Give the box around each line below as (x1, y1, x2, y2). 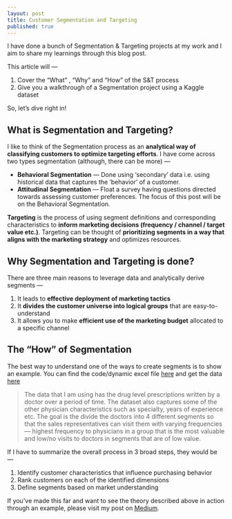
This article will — (7, 63, 58, 71)
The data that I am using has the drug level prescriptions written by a (23, 390, 220, 398)
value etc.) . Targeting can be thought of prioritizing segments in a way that (7, 228, 224, 236)
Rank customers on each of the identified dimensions (17, 475, 169, 484)
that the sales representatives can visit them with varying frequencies (23, 419, 222, 428)
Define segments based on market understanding (17, 483, 159, 491)
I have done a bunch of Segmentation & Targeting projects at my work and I (7, 42, 222, 50)
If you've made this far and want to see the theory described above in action (7, 496, 224, 504)
